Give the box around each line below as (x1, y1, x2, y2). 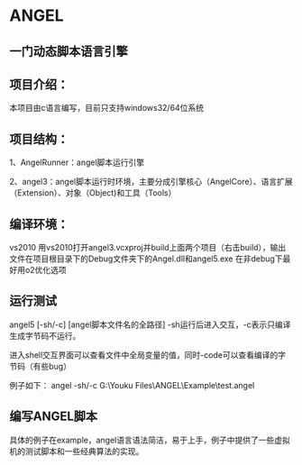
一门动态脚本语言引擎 (9, 43, 128, 59)
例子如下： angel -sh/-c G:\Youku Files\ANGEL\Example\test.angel (9, 379, 255, 390)
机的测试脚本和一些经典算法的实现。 (9, 445, 144, 456)
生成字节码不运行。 (9, 330, 81, 341)
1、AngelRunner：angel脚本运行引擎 (9, 157, 145, 168)
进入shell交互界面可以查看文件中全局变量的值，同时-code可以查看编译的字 (9, 349, 287, 360)
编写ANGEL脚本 (9, 409, 98, 424)
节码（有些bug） (9, 360, 72, 371)
